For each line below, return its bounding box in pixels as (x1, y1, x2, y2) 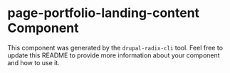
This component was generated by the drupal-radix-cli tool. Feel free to (7, 43, 223, 52)
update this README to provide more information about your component (7, 51, 220, 60)
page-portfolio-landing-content (7, 5, 200, 21)
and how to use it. (7, 58, 61, 67)
